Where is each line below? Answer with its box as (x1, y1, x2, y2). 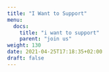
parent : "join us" (19, 36, 72, 43)
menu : (7, 16, 23, 23)
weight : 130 (7, 42, 41, 49)
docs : (13, 23, 29, 29)
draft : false (7, 55, 45, 62)
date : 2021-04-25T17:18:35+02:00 (7, 49, 103, 56)
